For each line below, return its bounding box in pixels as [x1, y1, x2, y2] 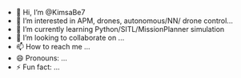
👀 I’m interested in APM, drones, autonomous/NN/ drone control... [15, 16, 234, 25]
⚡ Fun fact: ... [15, 62, 60, 72]
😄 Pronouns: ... [15, 53, 68, 63]
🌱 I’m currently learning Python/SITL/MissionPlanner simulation [15, 25, 225, 33]
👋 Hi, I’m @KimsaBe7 [15, 8, 86, 17]
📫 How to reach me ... [15, 42, 90, 51]
